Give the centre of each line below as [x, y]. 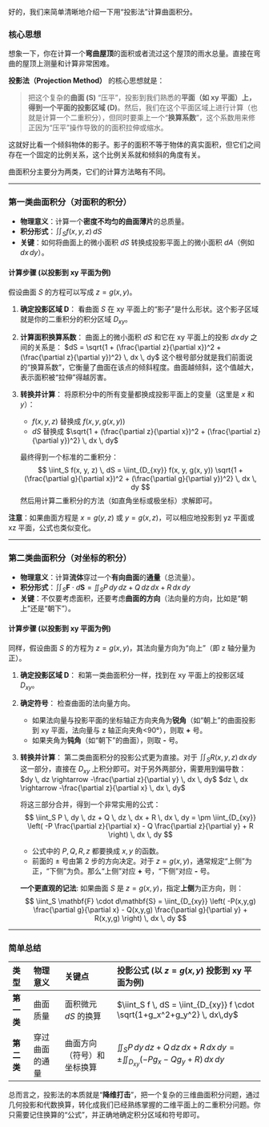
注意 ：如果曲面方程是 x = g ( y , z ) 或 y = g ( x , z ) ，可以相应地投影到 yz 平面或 [131, 518]
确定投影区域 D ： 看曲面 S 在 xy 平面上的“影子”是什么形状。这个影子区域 [139, 309]
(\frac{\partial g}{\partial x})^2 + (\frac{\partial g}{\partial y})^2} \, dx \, [140, 479]
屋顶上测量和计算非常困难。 [68, 63]
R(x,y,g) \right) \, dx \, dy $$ [141, 918]
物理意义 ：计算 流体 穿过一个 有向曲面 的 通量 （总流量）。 [109, 577]
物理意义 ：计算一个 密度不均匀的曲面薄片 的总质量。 [104, 221]
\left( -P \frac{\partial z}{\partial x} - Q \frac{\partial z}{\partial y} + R [140, 826]
